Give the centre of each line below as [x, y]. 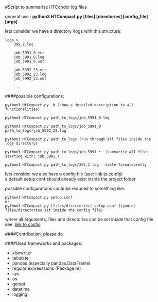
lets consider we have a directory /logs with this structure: [63, 31]
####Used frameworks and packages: [44, 243]
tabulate [20, 258]
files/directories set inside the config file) [54, 210]
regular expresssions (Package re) [46, 268]
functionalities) [23, 109]
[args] [11, 22]
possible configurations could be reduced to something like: [65, 188]
